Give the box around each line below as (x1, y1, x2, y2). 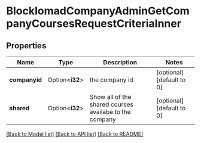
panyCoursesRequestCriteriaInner (6, 17, 181, 30)
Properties (6, 41, 47, 51)
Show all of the (89, 93, 132, 101)
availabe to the (89, 108, 131, 116)
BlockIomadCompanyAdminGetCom (6, 4, 190, 18)
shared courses (89, 100, 133, 108)
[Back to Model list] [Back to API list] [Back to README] (6, 130, 144, 138)
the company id (89, 76, 133, 84)
